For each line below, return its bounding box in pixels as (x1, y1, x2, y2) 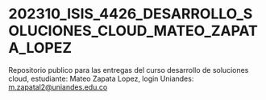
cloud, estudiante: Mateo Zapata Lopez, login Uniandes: (8, 74, 194, 83)
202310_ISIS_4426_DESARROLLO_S (8, 5, 253, 23)
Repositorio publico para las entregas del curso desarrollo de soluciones (8, 65, 249, 74)
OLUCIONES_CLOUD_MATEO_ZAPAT (8, 22, 258, 40)
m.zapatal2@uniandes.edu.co (8, 82, 108, 92)
